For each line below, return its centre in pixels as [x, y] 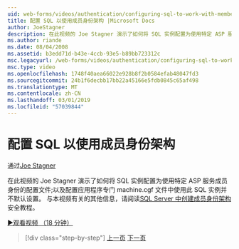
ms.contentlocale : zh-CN [44, 93]
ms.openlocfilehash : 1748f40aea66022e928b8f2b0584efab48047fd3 [103, 73]
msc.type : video [31, 67]
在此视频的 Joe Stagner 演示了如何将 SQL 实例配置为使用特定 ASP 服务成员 [118, 181]
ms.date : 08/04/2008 [38, 47]
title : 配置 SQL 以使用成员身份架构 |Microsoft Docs [81, 21]
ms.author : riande [34, 41]
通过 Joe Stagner [32, 166]
